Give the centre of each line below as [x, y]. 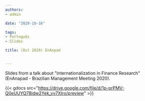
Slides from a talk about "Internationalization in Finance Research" [72, 73]
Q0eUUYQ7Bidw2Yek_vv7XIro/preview [45, 93]
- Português [17, 37]
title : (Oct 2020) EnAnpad [33, 50]
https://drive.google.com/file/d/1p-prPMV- [81, 88]
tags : [11, 32]
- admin [13, 14]
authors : [14, 10]
